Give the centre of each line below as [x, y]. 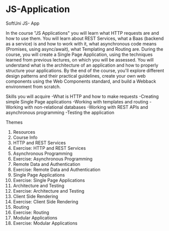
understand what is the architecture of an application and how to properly [82, 65]
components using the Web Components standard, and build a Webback [81, 81]
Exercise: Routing [31, 212]
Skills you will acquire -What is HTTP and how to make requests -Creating [82, 96]
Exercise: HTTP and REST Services [49, 148]
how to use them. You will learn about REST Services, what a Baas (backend [85, 38]
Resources [24, 132]
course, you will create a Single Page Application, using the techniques [79, 54]
